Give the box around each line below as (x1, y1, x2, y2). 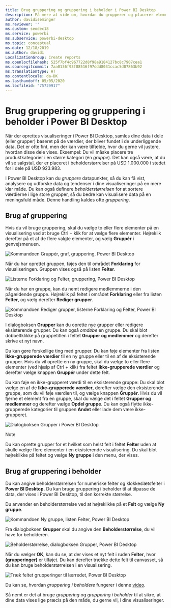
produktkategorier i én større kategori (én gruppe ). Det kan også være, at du (5, 154, 165, 160)
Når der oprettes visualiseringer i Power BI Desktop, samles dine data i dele (5, 133, 164, 139)
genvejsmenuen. (5, 241, 40, 247)
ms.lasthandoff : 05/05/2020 (5, 78, 65, 83)
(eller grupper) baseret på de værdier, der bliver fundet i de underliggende (5, 138, 161, 144)
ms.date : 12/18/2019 (5, 45, 49, 50)
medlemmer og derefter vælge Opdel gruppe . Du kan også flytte (5, 401, 142, 407)
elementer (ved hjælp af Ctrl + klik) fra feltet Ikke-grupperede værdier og (5, 364, 160, 370)
